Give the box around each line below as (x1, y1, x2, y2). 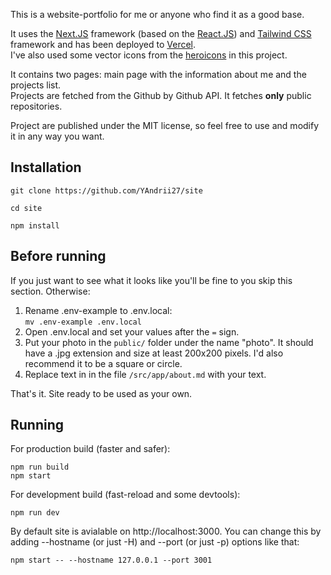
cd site (10, 203, 43, 213)
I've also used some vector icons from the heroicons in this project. (10, 49, 288, 61)
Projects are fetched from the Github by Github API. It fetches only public (10, 90, 312, 101)
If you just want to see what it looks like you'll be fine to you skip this (10, 274, 293, 286)
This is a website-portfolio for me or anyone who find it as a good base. (10, 9, 305, 20)
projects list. (10, 79, 62, 91)
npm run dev (10, 508, 60, 518)
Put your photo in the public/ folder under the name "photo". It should (24, 336, 314, 348)
